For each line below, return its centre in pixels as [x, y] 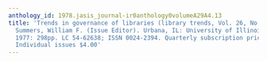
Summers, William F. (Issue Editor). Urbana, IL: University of [124, 30]
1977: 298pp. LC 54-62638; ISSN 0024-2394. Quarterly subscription [130, 38]
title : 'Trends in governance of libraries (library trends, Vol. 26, [128, 23]
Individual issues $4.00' [58, 45]
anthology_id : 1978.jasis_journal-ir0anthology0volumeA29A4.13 [115, 15]
